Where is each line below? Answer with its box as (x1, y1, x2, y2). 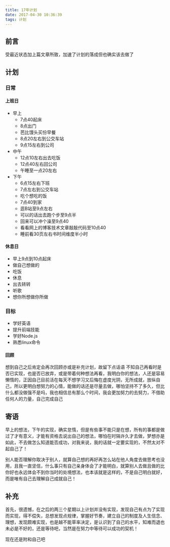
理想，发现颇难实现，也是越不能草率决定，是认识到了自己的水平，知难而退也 (5, 519, 165, 525)
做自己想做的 (12, 262, 39, 268)
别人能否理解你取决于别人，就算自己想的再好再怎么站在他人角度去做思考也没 (5, 457, 165, 463)
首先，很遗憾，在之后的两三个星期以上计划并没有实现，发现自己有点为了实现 (5, 506, 165, 512)
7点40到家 (20, 199, 42, 205)
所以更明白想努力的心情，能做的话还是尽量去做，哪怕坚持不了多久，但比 (14, 383, 165, 389)
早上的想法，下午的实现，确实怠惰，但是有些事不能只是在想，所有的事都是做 (5, 427, 165, 433)
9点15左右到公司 (20, 142, 55, 148)
